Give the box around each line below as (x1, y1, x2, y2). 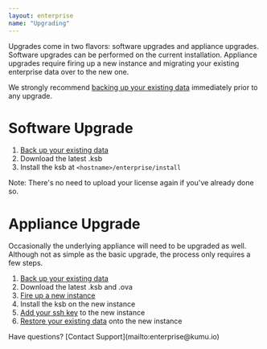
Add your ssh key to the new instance (19, 308, 146, 318)
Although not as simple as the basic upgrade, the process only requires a (8, 250, 251, 259)
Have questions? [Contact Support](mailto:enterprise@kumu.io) (8, 332, 220, 342)
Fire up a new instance (19, 290, 96, 301)
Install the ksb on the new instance (19, 299, 136, 309)
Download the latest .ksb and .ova (19, 282, 133, 292)
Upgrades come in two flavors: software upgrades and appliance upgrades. (8, 41, 260, 51)
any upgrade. (8, 91, 53, 100)
